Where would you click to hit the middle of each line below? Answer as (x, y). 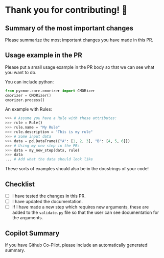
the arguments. (27, 218)
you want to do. (21, 72)
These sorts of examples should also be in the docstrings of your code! (77, 169)
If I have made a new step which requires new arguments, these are (81, 207)
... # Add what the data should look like (49, 159)
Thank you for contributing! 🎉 (66, 10)
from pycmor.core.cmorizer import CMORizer (50, 91)
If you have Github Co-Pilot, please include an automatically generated (76, 245)
